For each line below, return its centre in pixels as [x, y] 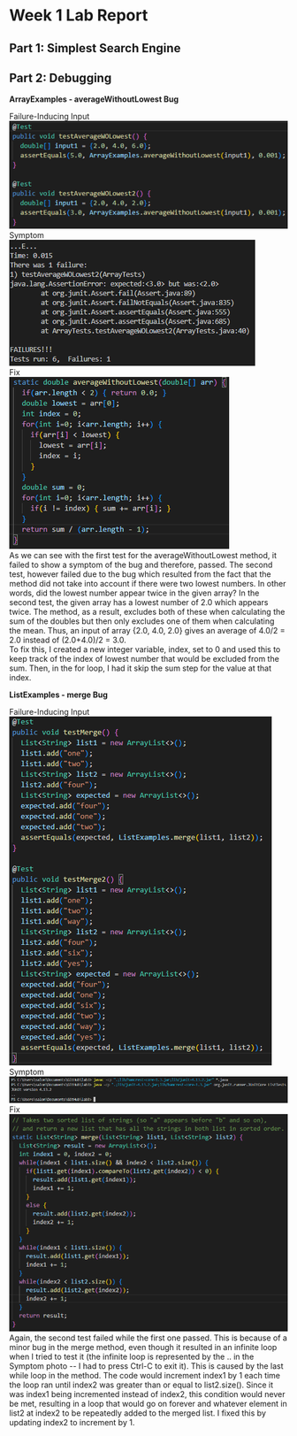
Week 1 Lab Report [79, 15]
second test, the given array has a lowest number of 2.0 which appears [139, 602]
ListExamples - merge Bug [58, 695]
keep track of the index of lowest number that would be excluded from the [145, 658]
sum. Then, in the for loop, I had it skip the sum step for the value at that [141, 668]
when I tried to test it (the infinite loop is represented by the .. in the [132, 1357]
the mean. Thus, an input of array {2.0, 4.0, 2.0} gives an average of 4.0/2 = [147, 630]
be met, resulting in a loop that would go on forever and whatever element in [148, 1404]
